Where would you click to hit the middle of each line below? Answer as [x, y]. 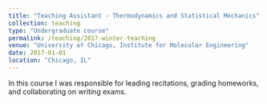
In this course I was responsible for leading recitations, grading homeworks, [133, 83]
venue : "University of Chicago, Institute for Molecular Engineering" [129, 46]
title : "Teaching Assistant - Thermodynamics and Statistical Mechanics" [134, 16]
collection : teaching [44, 23]
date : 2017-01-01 [37, 53]
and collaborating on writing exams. [67, 91]
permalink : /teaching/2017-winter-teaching [82, 38]
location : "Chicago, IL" [50, 61]
